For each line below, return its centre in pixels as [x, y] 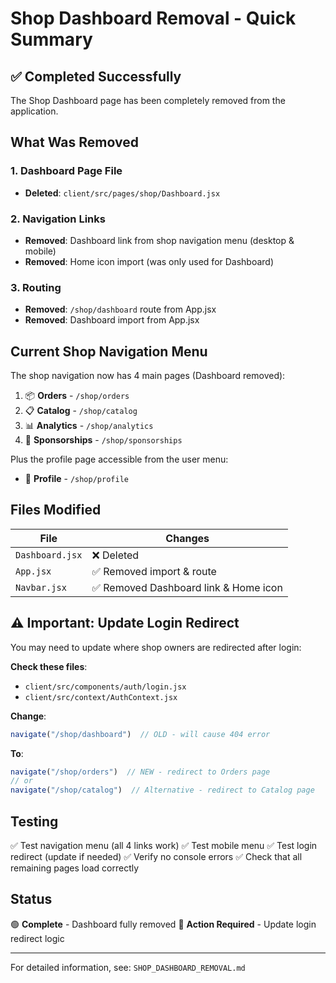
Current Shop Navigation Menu [109, 351]
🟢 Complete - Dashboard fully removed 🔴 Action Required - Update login [163, 924]
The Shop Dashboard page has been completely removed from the [148, 100]
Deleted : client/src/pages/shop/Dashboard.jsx [122, 193]
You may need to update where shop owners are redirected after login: [156, 647]
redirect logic [37, 938]
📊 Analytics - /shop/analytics [89, 426]
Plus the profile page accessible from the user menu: [119, 459]
